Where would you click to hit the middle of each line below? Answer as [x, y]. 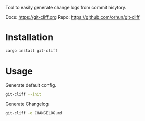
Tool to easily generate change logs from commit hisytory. [66, 7]
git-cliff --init [23, 94]
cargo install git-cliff [31, 51]
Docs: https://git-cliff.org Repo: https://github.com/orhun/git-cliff [72, 17]
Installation [29, 38]
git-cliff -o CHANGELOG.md [34, 113]
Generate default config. [31, 85]
